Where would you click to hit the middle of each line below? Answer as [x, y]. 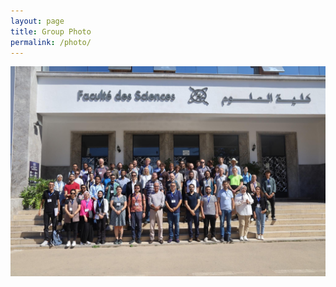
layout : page [37, 21]
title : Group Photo [51, 31]
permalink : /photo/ [51, 42]
